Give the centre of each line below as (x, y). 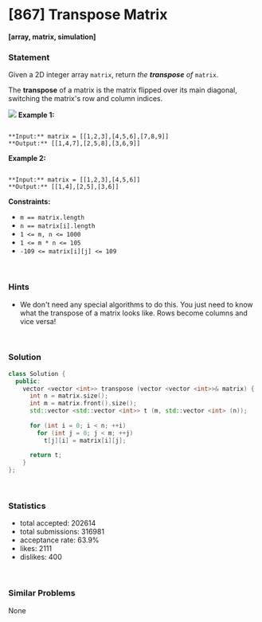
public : (28, 381)
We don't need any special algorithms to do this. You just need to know (136, 304)
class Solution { (37, 374)
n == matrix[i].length (57, 226)
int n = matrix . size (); (69, 396)
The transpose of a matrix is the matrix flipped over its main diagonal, (123, 90)
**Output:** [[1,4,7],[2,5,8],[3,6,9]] (74, 144)
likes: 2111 (36, 549)
